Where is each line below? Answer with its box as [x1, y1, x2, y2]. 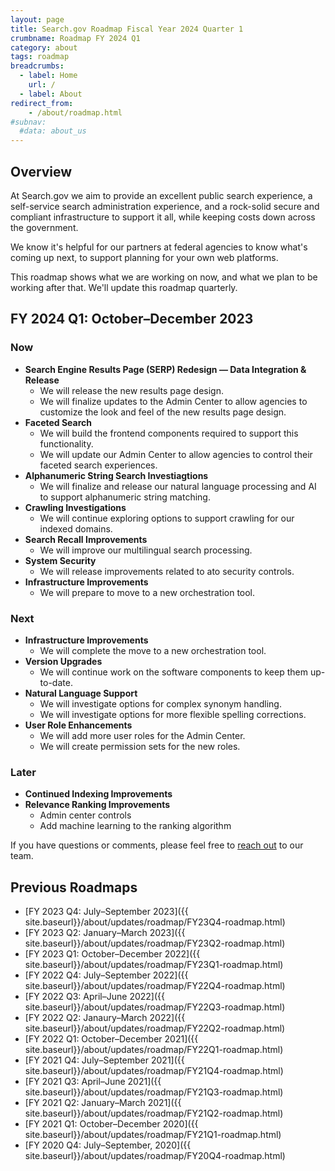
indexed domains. [39, 522, 113, 535]
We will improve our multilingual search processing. [39, 544, 253, 556]
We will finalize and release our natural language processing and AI [39, 480, 317, 492]
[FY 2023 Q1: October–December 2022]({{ [24, 948, 201, 960]
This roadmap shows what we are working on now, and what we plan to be [10, 271, 318, 283]
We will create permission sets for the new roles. [39, 740, 241, 752]
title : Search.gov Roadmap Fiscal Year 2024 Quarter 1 [10, 24, 244, 34]
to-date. [39, 676, 73, 688]
